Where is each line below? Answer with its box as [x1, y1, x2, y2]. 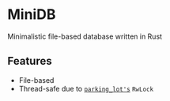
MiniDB [7, 6, 56, 24]
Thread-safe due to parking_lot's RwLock [18, 84, 154, 93]
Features [7, 54, 52, 68]
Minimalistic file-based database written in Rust [7, 32, 163, 41]
